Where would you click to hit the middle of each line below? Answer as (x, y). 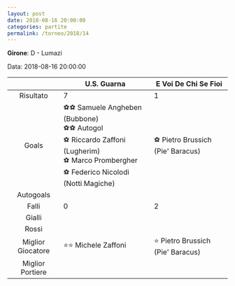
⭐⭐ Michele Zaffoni (95, 245)
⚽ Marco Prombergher (100, 160)
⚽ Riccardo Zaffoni (94, 140)
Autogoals (34, 195)
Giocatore (34, 250)
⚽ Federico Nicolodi (96, 172)
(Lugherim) (81, 151)
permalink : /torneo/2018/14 (48, 33)
